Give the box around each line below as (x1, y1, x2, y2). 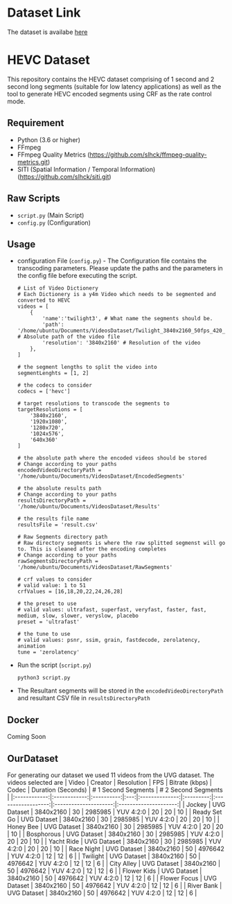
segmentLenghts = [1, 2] (17, 370, 89, 377)
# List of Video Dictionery (17, 285, 98, 292)
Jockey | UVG (186, 800, 226, 808)
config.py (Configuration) (17, 218, 91, 227)
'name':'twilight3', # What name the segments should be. (42, 315, 213, 322)
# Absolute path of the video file (17, 333, 121, 340)
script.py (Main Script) (17, 211, 84, 219)
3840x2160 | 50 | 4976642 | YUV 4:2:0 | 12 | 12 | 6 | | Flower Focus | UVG (7, 873, 217, 882)
